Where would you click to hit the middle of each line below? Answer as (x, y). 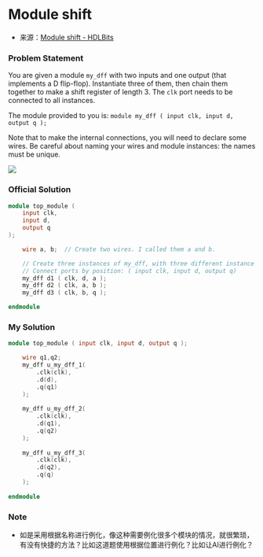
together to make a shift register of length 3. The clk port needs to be (121, 92)
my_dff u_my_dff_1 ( (54, 365)
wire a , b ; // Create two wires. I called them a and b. (119, 249)
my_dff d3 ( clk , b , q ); (65, 293)
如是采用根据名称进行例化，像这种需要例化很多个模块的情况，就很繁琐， (136, 535)
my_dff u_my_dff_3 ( (54, 453)
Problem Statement (46, 58)
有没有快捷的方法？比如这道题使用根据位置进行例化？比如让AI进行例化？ (136, 545)
